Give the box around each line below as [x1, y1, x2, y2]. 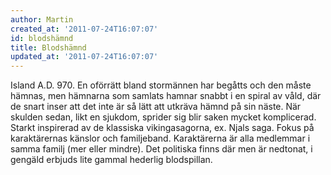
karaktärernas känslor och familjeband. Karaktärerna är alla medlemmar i [10, 132, 311, 145]
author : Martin [10, 14, 74, 25]
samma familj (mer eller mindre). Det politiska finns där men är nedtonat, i [10, 143, 313, 155]
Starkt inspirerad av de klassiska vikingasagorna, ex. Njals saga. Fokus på [10, 122, 315, 134]
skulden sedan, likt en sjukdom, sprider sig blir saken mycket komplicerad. [10, 111, 317, 123]
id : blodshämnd [10, 33, 74, 43]
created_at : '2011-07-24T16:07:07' [10, 24, 159, 34]
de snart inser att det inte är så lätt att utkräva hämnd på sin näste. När [10, 101, 302, 113]
